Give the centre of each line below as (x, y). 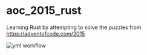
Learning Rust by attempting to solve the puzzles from (74, 27)
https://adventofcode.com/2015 (46, 33)
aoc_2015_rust (44, 11)
